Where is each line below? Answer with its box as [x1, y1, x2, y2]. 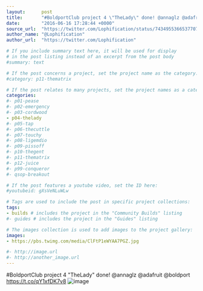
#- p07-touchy [6, 132, 42, 138]
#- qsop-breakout [6, 171, 50, 178]
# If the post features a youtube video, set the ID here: [6, 182, 158, 189]
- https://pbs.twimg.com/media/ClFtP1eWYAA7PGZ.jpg [6, 238, 139, 244]
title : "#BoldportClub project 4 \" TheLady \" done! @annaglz [6, 15, 180, 21]
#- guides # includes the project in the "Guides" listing [6, 216, 158, 222]
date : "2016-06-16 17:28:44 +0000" [6, 20, 115, 26]
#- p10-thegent [6, 149, 45, 155]
